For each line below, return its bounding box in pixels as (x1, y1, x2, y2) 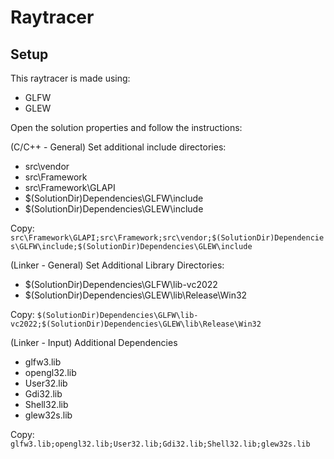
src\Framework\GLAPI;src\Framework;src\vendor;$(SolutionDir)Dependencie (10, 233, 325, 243)
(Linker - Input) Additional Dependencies (10, 337, 178, 348)
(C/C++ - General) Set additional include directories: (10, 141, 227, 153)
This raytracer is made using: (10, 72, 131, 84)
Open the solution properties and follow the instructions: (10, 122, 243, 133)
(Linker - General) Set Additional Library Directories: (10, 259, 225, 271)
